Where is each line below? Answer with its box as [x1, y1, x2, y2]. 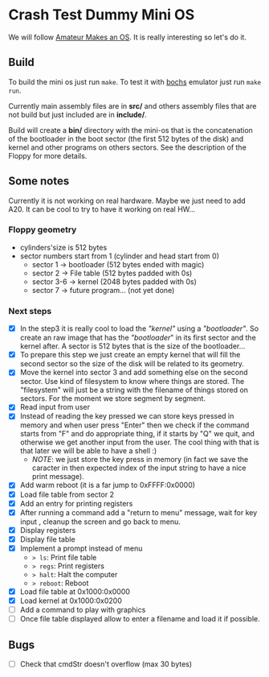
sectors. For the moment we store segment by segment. [19, 394, 206, 403]
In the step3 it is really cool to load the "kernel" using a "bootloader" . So [19, 324, 259, 333]
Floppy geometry [8, 224, 77, 235]
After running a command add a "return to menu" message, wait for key [19, 507, 258, 517]
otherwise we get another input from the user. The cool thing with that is [19, 437, 259, 448]
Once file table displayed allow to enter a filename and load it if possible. [19, 614, 260, 624]
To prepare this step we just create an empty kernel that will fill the [19, 350, 241, 360]
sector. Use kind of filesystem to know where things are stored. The [19, 377, 245, 386]
